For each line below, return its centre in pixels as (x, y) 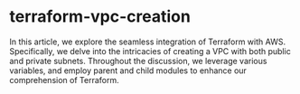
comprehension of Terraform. (64, 80)
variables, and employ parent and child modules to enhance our (128, 70)
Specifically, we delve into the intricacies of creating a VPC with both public (150, 51)
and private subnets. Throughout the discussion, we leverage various (138, 61)
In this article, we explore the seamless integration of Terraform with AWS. (148, 42)
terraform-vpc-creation (100, 17)
